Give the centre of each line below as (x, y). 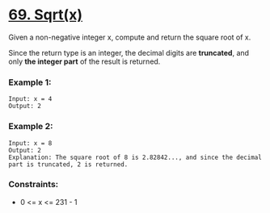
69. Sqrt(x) (46, 15)
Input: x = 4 (30, 99)
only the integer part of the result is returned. (84, 61)
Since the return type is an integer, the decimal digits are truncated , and (129, 52)
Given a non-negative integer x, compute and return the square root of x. (130, 37)
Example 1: (30, 82)
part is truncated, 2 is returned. (68, 164)
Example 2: (31, 127)
